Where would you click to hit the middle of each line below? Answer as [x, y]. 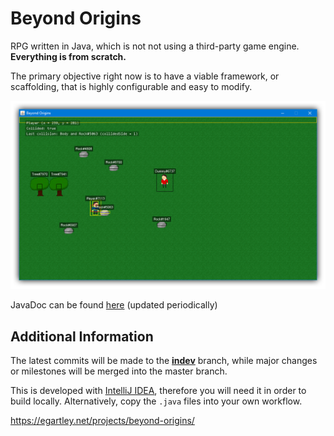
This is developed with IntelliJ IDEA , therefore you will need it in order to [158, 390]
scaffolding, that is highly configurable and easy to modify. [131, 86]
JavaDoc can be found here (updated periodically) [114, 305]
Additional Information [82, 336]
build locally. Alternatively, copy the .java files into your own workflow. [156, 401]
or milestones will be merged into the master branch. [119, 371]
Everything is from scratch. [68, 56]
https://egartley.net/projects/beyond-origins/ [102, 420]
